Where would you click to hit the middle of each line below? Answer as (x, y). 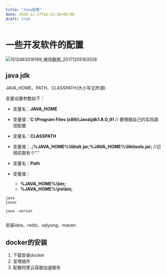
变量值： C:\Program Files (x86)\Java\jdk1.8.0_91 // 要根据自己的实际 (83, 120)
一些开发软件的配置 (45, 45)
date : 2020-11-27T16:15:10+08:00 (40, 14)
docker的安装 (26, 242)
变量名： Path (26, 163)
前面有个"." (28, 153)
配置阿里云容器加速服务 (37, 267)
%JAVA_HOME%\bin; (43, 184)
